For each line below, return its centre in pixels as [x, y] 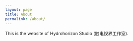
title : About [19, 14]
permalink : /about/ [25, 19]
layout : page [19, 10]
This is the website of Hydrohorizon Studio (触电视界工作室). [67, 34]
